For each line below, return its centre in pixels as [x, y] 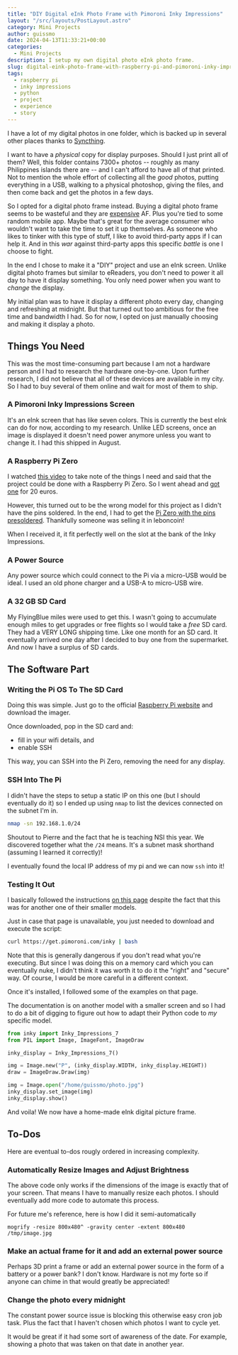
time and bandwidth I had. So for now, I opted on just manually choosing [113, 316]
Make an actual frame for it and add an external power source [115, 1251]
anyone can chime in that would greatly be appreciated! [89, 1282]
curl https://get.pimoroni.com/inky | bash [73, 942]
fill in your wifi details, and [56, 740]
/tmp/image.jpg [30, 1233]
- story [25, 113]
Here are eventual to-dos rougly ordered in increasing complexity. [103, 1151]
